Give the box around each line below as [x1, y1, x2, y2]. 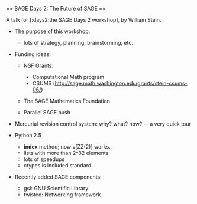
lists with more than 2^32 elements [23, 150, 109, 156]
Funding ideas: [14, 51, 51, 58]
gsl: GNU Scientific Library [23, 185, 89, 192]
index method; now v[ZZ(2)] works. [23, 143, 111, 150]
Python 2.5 [14, 132, 41, 139]
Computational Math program [32, 74, 105, 80]
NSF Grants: [23, 62, 54, 69]
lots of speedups [23, 156, 65, 163]
